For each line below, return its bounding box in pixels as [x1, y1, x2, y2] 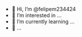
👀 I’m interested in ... [11, 12, 62, 19]
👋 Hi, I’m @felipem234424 [11, 6, 76, 12]
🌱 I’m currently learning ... [11, 18, 75, 25]
